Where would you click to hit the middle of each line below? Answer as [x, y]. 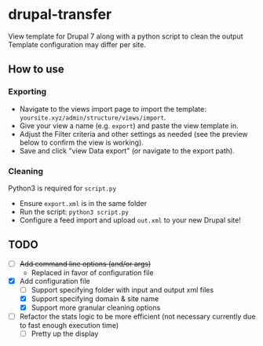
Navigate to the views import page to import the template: [113, 109]
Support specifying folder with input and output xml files [122, 289]
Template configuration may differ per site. [77, 44]
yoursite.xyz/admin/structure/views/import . [93, 117]
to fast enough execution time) [69, 326]
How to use [36, 70]
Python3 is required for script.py [62, 188]
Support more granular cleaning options [96, 307]
